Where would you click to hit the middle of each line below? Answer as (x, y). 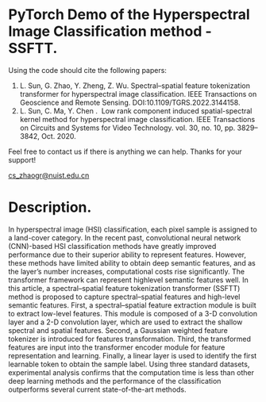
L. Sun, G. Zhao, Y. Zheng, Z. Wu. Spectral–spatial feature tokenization (135, 86)
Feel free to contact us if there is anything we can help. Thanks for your (125, 151)
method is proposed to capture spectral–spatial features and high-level (124, 297)
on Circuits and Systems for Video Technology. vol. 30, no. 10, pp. (127, 128)
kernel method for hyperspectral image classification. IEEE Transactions (137, 119)
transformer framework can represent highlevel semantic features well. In (128, 280)
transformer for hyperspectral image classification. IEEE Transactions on (138, 94)
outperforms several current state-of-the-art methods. (97, 389)
